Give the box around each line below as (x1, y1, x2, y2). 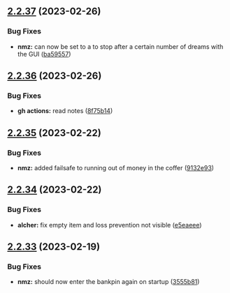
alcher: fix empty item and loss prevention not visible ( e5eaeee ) (17, 220, 202, 229)
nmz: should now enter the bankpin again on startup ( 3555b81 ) (17, 278, 200, 286)
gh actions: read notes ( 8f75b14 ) (17, 107, 113, 115)
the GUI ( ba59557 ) (17, 50, 71, 58)
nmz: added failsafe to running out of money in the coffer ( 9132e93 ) (17, 164, 215, 172)
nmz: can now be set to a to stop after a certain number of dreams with (17, 42, 224, 51)
